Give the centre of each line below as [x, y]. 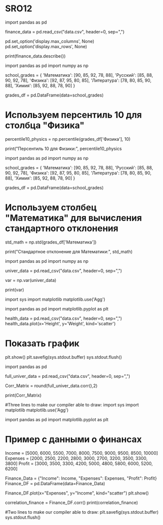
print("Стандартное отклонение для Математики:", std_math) [69, 251]
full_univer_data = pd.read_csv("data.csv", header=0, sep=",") [68, 376]
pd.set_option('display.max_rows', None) [46, 46]
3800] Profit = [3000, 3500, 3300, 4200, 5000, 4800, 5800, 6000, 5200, [79, 463]
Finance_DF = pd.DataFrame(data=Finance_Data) [55, 483]
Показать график [42, 343]
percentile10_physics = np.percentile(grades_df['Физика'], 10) [68, 139]
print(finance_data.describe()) [35, 56]
